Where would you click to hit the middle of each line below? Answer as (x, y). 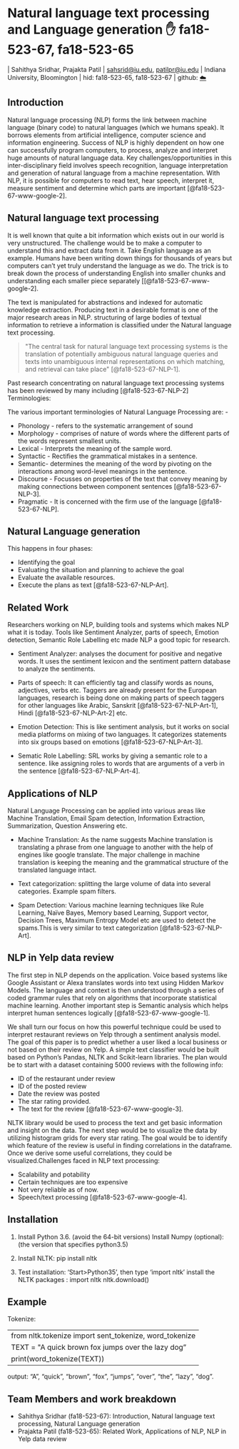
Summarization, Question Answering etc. (67, 826)
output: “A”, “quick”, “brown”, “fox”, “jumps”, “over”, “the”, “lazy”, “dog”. (111, 1377)
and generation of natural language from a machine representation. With (114, 173)
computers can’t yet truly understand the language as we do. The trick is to (118, 265)
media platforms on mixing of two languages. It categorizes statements (122, 734)
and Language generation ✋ (92, 30)
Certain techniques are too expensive (73, 1181)
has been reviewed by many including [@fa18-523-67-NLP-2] (98, 390)
